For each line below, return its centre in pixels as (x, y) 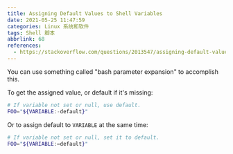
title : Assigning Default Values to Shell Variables (85, 13)
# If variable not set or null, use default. (74, 105)
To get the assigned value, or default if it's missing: (80, 92)
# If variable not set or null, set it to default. (83, 137)
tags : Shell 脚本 (31, 33)
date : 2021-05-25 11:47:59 (46, 20)
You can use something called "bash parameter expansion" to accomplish (113, 71)
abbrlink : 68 (26, 39)
